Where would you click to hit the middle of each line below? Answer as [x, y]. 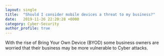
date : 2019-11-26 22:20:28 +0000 [42, 19]
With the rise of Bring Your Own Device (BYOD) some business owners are [82, 42]
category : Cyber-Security [32, 24]
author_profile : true [28, 28]
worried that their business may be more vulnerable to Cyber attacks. [77, 48]
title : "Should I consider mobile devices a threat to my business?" [80, 14]
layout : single [21, 10]
